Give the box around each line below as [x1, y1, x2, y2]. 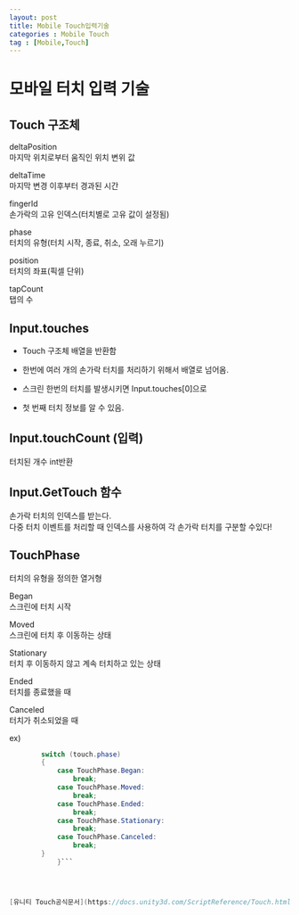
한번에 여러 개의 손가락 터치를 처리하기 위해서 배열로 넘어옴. [21, 365, 230, 375]
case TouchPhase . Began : [56, 766, 145, 776]
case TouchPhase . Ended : [56, 799, 145, 808]
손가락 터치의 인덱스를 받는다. [9, 510, 112, 521]
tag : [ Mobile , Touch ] [9, 37, 90, 47]
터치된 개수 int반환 [9, 456, 74, 466]
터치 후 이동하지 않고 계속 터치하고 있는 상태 [9, 657, 162, 669]
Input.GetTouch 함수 [9, 485, 122, 500]
